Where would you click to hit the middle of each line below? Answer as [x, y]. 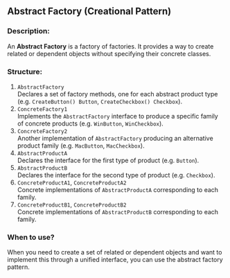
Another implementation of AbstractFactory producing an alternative [115, 138]
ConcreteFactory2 [42, 131]
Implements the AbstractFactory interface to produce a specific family [117, 116]
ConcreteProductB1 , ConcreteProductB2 [72, 205]
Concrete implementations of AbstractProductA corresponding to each [118, 189]
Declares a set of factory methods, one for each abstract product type [117, 94]
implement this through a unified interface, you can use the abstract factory [115, 260]
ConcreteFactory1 [42, 109]
